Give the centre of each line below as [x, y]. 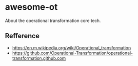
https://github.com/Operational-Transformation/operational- [72, 53]
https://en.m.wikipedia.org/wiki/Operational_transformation [71, 47]
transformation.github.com [39, 58]
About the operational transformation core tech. [53, 21]
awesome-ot [31, 7]
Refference [22, 36]
